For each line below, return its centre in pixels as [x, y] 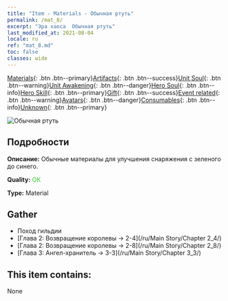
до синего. [23, 166]
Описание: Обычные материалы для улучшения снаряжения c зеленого [114, 158]
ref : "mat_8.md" [30, 45]
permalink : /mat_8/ [35, 20]
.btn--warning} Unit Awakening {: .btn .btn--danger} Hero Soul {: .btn [102, 85]
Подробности [38, 142]
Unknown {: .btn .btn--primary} [64, 107]
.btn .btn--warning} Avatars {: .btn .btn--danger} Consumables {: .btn [102, 100]
